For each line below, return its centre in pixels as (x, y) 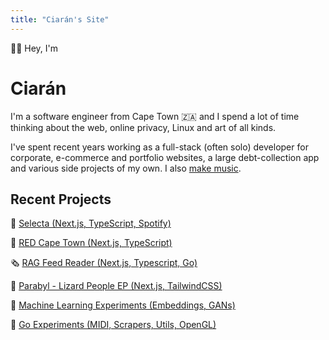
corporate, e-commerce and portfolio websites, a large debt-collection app (165, 157)
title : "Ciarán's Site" (60, 19)
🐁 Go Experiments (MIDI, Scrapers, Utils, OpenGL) (113, 325)
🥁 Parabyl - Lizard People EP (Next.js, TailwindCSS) (116, 286)
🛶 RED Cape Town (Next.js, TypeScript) (91, 243)
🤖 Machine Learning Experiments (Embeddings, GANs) (123, 305)
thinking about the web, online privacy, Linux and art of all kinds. (143, 127)
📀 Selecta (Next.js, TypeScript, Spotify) (91, 223)
